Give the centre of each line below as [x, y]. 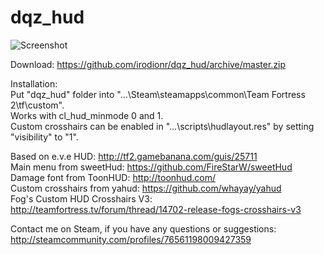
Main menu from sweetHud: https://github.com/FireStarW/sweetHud [151, 167]
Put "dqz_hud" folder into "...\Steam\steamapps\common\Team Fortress [158, 94]
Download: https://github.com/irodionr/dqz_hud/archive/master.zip [148, 64]
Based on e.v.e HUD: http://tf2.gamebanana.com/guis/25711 [134, 156]
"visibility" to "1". [44, 137]
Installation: [34, 83]
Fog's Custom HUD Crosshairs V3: [81, 198]
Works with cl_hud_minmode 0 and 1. [87, 115]
